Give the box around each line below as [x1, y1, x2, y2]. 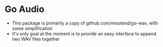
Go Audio [5, 3, 45, 15]
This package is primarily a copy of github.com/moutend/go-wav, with [12, 20, 158, 26]
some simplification [12, 25, 53, 31]
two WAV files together [12, 36, 60, 42]
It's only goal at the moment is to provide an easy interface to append [12, 30, 156, 36]
